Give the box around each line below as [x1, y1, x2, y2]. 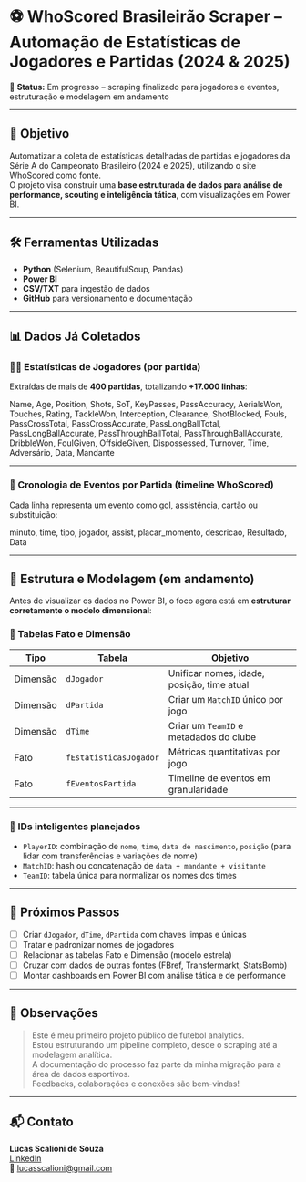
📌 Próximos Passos [9, 905, 120, 920]
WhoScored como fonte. [9, 170, 102, 180]
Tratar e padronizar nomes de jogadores [22, 939, 175, 950]
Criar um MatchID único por [168, 693, 284, 705]
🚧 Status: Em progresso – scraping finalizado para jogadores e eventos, [9, 81, 280, 92]
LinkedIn [9, 1153, 42, 1164]
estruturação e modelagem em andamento [9, 91, 170, 102]
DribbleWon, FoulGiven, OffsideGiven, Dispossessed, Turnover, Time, [9, 437, 270, 448]
